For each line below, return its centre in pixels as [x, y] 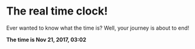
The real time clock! [57, 11]
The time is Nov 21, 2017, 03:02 [46, 39]
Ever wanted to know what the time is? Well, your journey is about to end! [98, 28]
